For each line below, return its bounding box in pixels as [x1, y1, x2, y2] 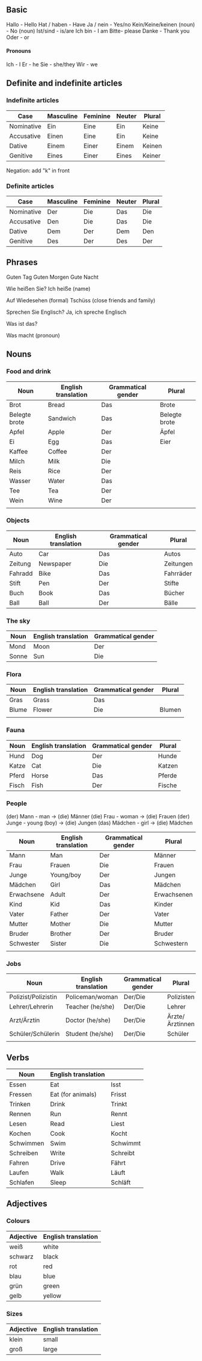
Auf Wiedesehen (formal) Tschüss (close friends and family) [6, 296, 156, 304]
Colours [6, 1216, 30, 1225]
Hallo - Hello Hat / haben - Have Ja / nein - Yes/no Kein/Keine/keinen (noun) [6, 20, 195, 28]
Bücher [164, 588, 185, 597]
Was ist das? [6, 320, 38, 327]
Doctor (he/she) [65, 1016, 111, 1024]
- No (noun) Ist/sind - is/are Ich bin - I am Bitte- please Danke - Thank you [6, 27, 190, 34]
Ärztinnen [167, 1020, 195, 1029]
